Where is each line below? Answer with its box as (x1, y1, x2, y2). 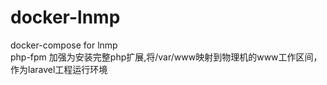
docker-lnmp (10, 6, 121, 29)
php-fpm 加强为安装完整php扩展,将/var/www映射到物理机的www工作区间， (10, 51, 323, 63)
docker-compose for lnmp (10, 39, 118, 51)
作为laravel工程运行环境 (10, 63, 108, 75)
